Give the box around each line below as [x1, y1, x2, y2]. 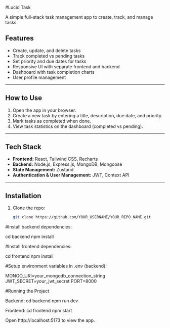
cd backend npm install [5, 233, 54, 240]
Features [5, 34, 34, 42]
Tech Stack [5, 143, 41, 151]
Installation [5, 192, 41, 200]
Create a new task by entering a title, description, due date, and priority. [12, 112, 163, 118]
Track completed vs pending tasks [12, 53, 85, 59]
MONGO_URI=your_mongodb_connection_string [5, 273, 105, 279]
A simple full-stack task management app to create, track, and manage [5, 14, 153, 20]
